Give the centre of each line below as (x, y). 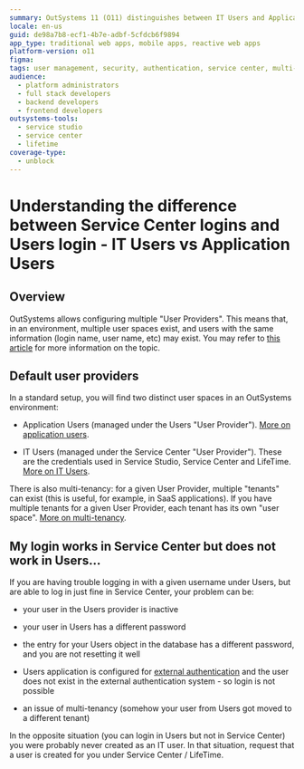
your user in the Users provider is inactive (100, 610)
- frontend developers (60, 111)
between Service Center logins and (145, 225)
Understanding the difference (123, 206)
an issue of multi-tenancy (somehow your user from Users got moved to (157, 708)
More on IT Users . (56, 471)
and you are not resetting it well (81, 654)
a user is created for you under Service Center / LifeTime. (117, 755)
